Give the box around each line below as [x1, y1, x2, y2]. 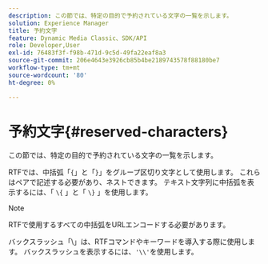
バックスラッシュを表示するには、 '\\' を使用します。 [23, 247, 198, 257]
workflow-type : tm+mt [8, 64, 81, 72]
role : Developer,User [8, 42, 81, 50]
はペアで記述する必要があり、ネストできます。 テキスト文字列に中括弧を [8, 178, 248, 187]
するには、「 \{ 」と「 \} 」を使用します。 [14, 187, 154, 197]
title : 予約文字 [8, 26, 58, 34]
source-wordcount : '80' [8, 71, 88, 79]
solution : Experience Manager [8, 19, 110, 27]
